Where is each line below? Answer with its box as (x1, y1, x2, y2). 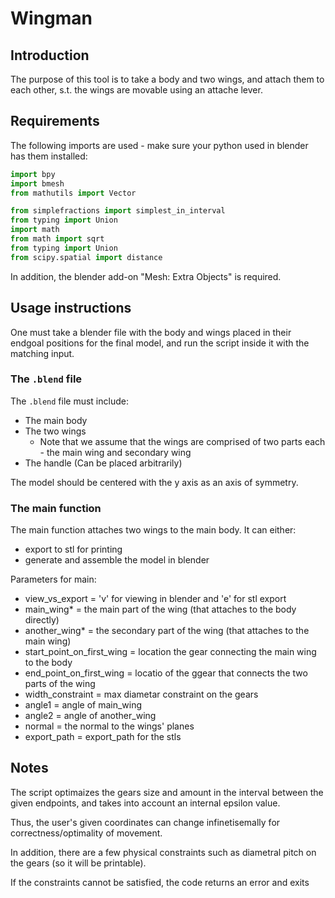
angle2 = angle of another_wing (24, 710, 157, 722)
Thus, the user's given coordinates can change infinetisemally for (10, 816, 281, 828)
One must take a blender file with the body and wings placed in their (10, 326, 292, 338)
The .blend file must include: (10, 395, 129, 407)
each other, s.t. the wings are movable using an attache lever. (10, 84, 263, 96)
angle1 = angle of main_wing (24, 699, 143, 711)
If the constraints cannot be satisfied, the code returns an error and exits (10, 876, 310, 888)
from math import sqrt (10, 234, 105, 244)
